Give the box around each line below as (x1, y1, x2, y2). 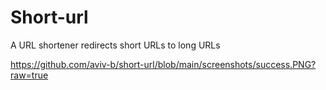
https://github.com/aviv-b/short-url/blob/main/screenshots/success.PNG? (10, 58, 317, 70)
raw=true (10, 69, 49, 81)
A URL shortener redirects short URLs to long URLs (10, 39, 221, 51)
